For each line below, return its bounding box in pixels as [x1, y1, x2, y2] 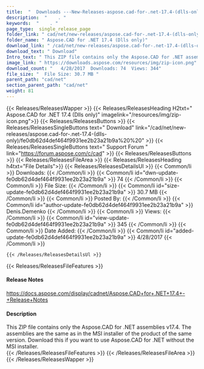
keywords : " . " [6, 20, 59, 26]
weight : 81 [6, 88, 34, 94]
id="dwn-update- [134, 169, 179, 176]
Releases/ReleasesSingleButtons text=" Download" [6, 124, 135, 131]
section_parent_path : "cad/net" [6, 83, 88, 89]
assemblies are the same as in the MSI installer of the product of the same [6, 330, 192, 337]
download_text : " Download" [6, 49, 78, 55]
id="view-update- [84, 214, 129, 222]
